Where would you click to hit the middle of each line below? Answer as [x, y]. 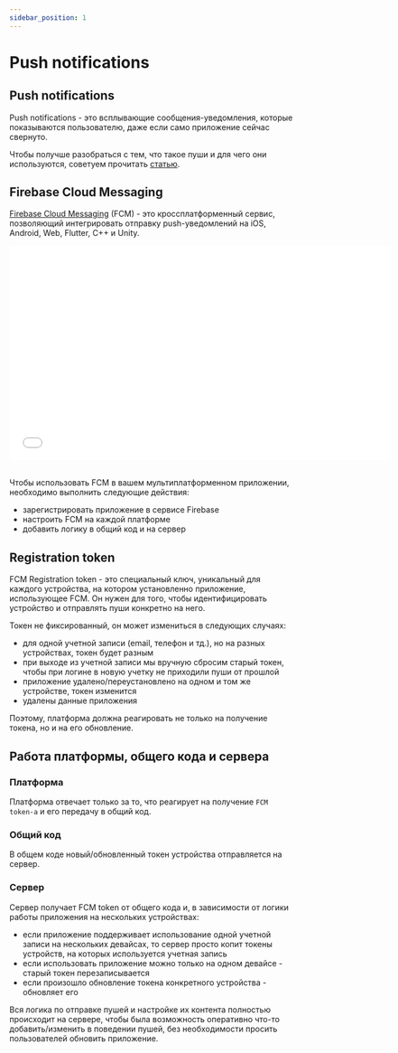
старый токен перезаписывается [86, 973]
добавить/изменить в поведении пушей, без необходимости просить [143, 1029]
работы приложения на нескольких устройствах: [104, 917]
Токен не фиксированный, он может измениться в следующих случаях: [148, 625]
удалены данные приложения [80, 700]
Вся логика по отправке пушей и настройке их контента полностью [140, 1010]
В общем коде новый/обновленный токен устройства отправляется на [146, 854]
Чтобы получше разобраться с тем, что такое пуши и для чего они [138, 154]
